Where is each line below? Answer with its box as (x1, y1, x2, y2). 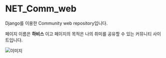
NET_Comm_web (5, 3, 76, 14)
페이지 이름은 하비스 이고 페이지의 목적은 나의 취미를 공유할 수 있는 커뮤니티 (5, 30, 152, 36)
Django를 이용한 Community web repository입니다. (5, 20, 108, 26)
